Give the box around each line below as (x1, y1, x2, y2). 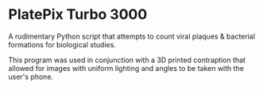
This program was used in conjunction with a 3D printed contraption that (8, 55, 246, 65)
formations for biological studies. (8, 39, 117, 49)
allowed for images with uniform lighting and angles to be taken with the (8, 63, 245, 72)
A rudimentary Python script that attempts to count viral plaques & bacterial (8, 32, 256, 41)
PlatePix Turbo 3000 (8, 6, 148, 24)
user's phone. (8, 72, 54, 81)
